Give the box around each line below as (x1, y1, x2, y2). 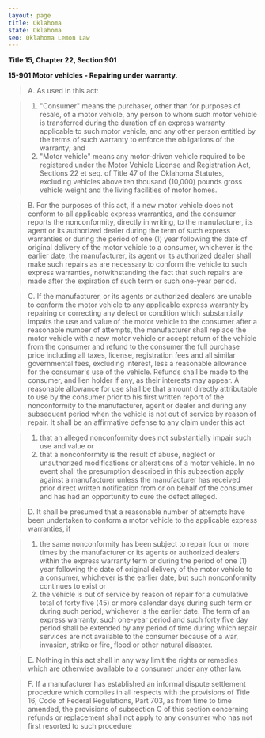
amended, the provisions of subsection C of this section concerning (27, 705, 249, 714)
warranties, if (27, 524, 71, 534)
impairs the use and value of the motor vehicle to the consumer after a (27, 317, 257, 327)
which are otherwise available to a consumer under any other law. (27, 664, 243, 673)
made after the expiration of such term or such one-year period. (27, 276, 237, 286)
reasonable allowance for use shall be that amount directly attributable (27, 384, 258, 394)
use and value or (39, 441, 95, 451)
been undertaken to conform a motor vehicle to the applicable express (27, 516, 258, 525)
